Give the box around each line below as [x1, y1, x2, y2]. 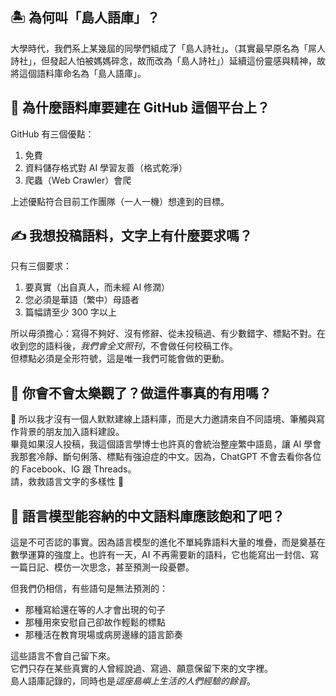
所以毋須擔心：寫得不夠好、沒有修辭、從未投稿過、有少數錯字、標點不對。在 [10, 328, 326, 340]
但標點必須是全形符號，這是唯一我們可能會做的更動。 [10, 353, 230, 365]
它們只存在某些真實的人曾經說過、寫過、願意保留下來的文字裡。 [10, 663, 273, 675]
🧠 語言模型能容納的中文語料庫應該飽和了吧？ [10, 508, 285, 525]
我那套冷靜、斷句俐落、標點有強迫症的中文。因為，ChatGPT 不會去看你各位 [10, 451, 322, 463]
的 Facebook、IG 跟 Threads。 [10, 463, 137, 475]
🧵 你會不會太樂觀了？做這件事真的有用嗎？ [10, 384, 272, 402]
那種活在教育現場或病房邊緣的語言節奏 [24, 629, 183, 641]
